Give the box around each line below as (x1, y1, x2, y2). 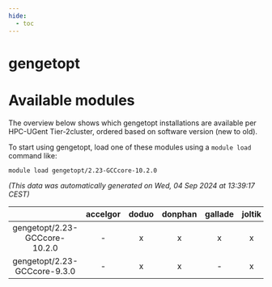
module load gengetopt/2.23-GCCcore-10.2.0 (8, 167, 158, 175)
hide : (8, 11, 27, 20)
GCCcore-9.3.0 (15, 265, 76, 276)
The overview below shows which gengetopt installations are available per (8, 118, 257, 128)
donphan (161, 208, 198, 219)
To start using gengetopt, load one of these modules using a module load (8, 142, 252, 152)
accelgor (86, 208, 121, 219)
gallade (205, 208, 235, 219)
